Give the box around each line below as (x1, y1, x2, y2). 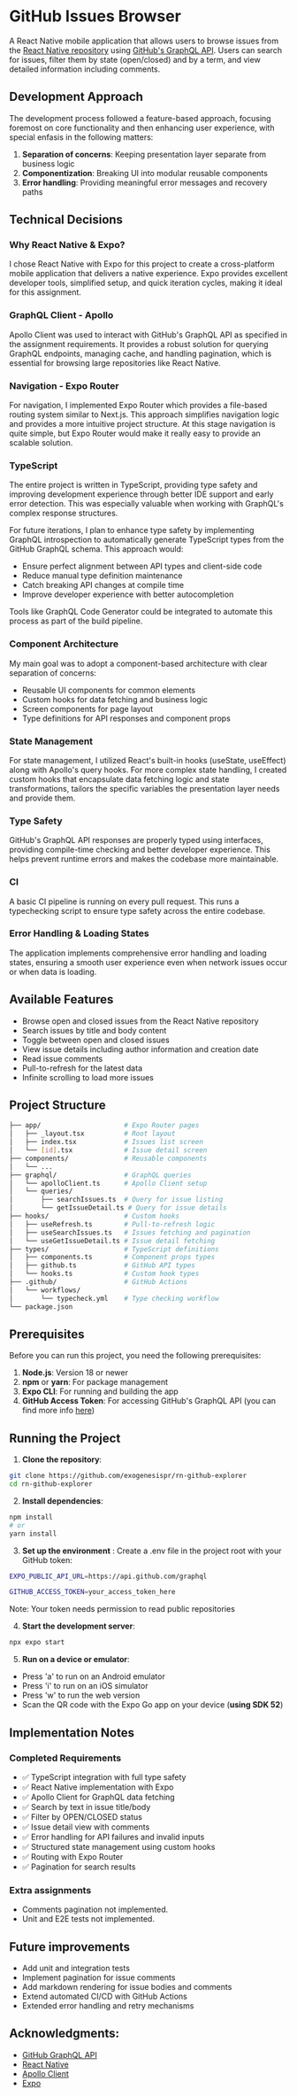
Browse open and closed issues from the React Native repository (21, 1016, 259, 1026)
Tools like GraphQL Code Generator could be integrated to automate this (9, 607, 273, 617)
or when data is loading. (9, 966, 97, 977)
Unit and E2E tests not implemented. (21, 1914, 155, 1924)
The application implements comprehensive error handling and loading (9, 948, 267, 958)
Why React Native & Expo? (9, 239, 126, 251)
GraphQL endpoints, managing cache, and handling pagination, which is (9, 348, 272, 359)
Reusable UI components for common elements (21, 685, 196, 695)
